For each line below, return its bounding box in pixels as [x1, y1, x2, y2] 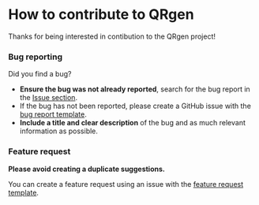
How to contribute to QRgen [8, 6, 195, 24]
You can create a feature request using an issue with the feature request [8, 179, 244, 188]
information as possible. [19, 126, 99, 136]
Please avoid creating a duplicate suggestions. [8, 164, 166, 173]
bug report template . [19, 110, 87, 119]
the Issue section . [19, 93, 77, 102]
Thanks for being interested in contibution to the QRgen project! [8, 32, 216, 41]
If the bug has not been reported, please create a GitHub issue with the [19, 101, 251, 111]
